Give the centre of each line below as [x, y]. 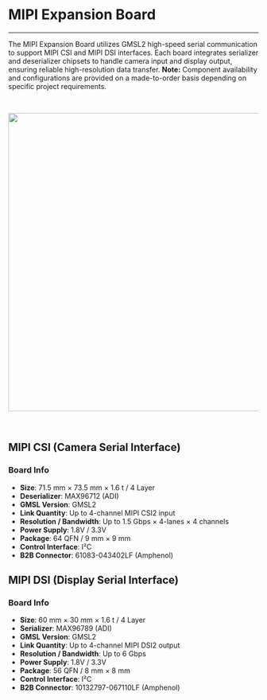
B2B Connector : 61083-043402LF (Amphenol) [96, 555]
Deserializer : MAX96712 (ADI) [69, 496]
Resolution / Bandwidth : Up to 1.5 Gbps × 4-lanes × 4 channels [124, 521]
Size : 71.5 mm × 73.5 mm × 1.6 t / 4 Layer [87, 488]
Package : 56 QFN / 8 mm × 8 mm [75, 671]
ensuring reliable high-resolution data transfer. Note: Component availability [133, 69]
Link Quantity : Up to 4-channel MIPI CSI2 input [97, 513]
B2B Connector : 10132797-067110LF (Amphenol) [100, 688]
